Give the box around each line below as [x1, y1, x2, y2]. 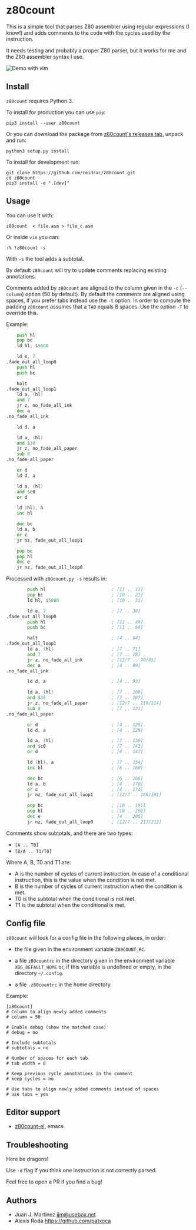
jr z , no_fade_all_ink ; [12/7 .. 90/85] [27, 657, 157, 663]
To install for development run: [6, 158, 81, 165]
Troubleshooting [6, 1140, 69, 1150]
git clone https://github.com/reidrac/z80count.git [6, 170, 135, 175]
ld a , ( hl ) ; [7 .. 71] [27, 646, 141, 652]
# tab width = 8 [6, 1060, 46, 1066]
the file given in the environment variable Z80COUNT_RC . [14, 946, 146, 953]
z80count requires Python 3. [6, 97, 74, 104]
